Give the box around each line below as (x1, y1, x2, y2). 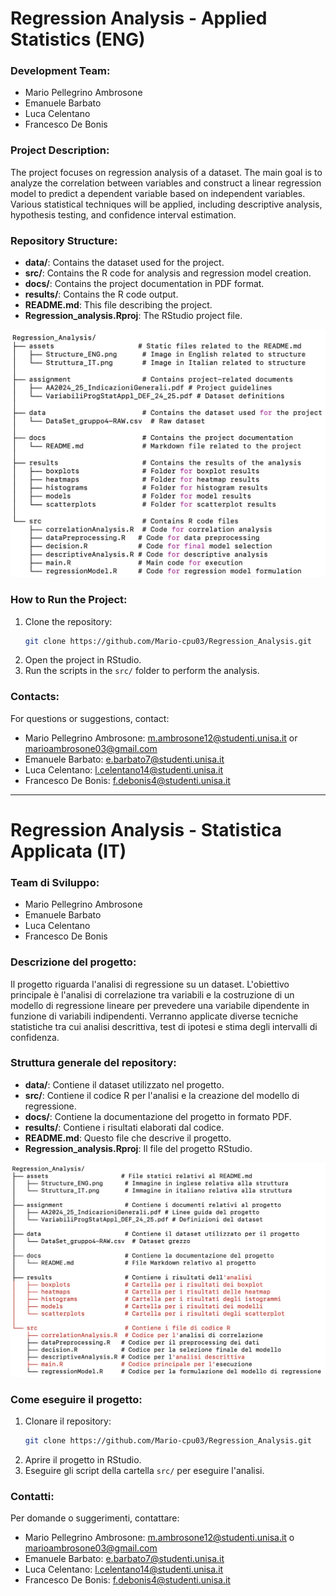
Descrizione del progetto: (10, 955, 137, 969)
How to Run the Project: (10, 593, 128, 607)
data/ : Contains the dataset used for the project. (24, 257, 225, 269)
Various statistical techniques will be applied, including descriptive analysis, (10, 198, 323, 210)
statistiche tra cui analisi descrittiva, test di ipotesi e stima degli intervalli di (10, 1020, 318, 1032)
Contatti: (10, 1489, 55, 1503)
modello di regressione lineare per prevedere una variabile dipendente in (10, 999, 310, 1011)
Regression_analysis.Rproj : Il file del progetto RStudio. (24, 1142, 253, 1154)
